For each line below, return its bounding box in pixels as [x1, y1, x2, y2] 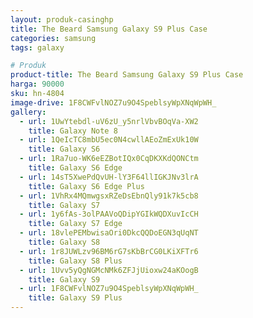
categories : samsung [10, 33, 97, 43]
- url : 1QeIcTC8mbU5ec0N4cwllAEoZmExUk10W [19, 135, 199, 145]
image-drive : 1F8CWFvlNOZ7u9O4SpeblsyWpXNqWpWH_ [10, 97, 217, 108]
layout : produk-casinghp [10, 14, 114, 25]
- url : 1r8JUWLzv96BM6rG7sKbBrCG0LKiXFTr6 [19, 246, 199, 256]
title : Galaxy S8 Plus [28, 256, 123, 266]
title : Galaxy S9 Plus [28, 293, 123, 303]
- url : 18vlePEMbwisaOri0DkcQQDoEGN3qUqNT [19, 228, 199, 238]
